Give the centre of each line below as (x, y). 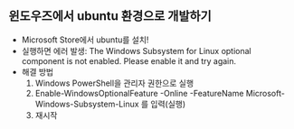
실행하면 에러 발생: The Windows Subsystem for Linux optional (137, 51)
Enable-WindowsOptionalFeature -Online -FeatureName (139, 93)
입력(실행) (168, 104)
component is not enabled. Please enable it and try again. (129, 60)
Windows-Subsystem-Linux (87, 104)
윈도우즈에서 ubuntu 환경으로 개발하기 (110, 16)
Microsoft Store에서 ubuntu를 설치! (85, 40)
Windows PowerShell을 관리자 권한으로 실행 (114, 83)
